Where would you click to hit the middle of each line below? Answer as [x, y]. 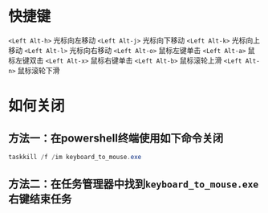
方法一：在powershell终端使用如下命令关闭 [116, 138]
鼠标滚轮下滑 [39, 70]
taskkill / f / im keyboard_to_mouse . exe [75, 157]
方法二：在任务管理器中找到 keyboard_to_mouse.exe [134, 184]
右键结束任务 [40, 199]
